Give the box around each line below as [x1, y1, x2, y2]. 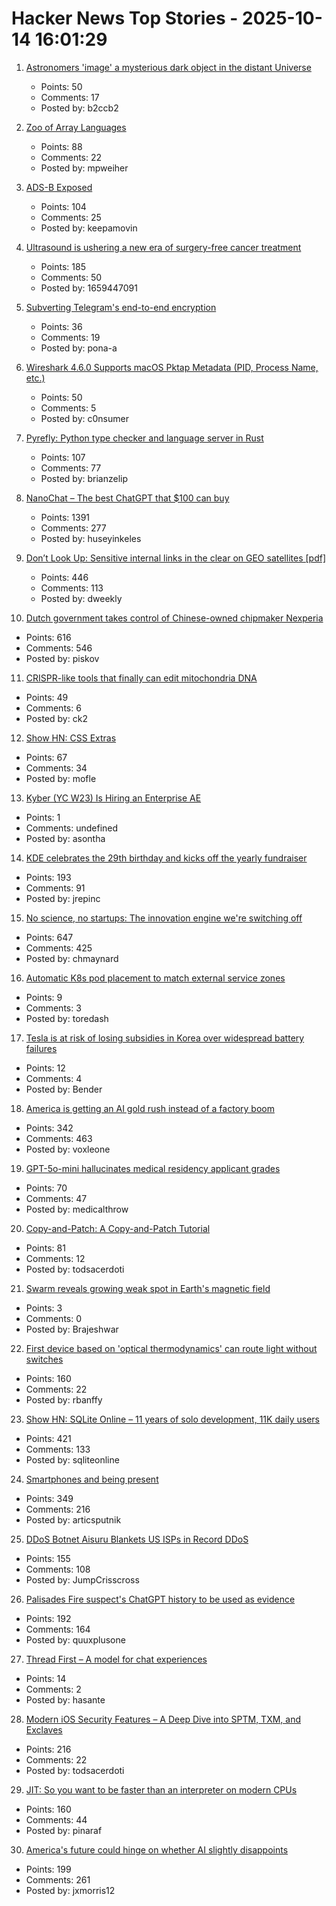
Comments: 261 [25, 1873, 91, 1886]
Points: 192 [25, 1612, 72, 1624]
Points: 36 [40, 320, 83, 332]
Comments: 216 [25, 1503, 91, 1515]
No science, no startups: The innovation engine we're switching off [25, 912, 303, 924]
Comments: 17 [40, 91, 100, 103]
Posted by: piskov [25, 652, 100, 664]
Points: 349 [25, 1492, 74, 1504]
